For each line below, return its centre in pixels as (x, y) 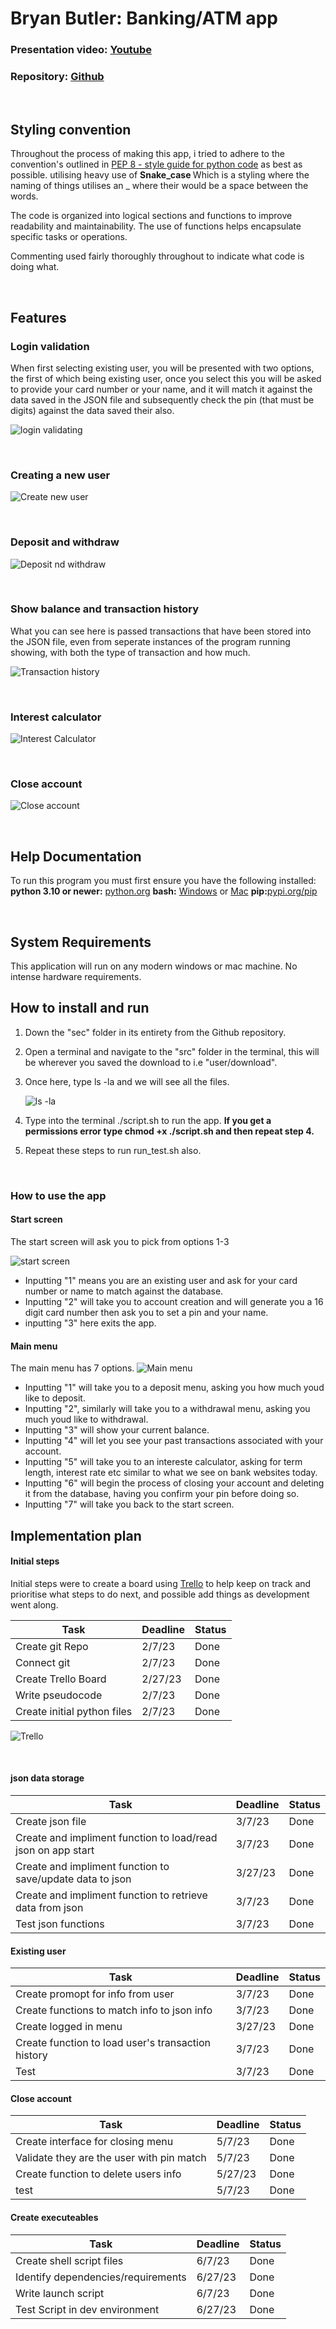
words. (24, 196)
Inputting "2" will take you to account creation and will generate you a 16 (174, 1301)
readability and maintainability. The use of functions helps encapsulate (156, 226)
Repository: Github (57, 77)
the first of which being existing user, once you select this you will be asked (166, 378)
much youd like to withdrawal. (86, 1419)
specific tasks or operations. (69, 237)
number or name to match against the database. (124, 1291)
